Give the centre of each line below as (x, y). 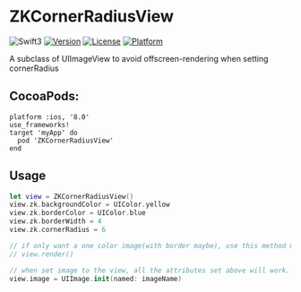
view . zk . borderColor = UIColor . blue (77, 213)
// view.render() (42, 254)
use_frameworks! (39, 125)
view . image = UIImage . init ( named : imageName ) (95, 279)
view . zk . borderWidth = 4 (56, 221)
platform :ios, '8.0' (50, 117)
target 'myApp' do (43, 133)
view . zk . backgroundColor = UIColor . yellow (90, 205)
